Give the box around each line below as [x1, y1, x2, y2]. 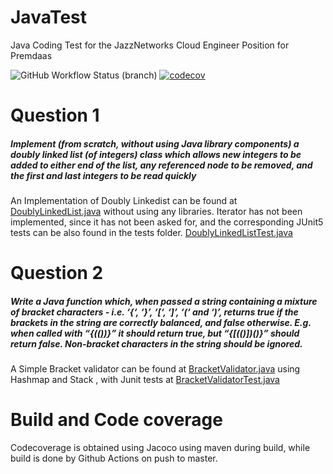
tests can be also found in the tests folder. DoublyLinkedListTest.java [10, 227, 293, 239]
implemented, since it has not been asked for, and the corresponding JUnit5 [10, 216, 324, 228]
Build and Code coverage [10, 409, 223, 431]
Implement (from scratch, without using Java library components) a [10, 137, 300, 150]
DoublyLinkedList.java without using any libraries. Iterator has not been [10, 206, 303, 218]
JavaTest [10, 6, 88, 29]
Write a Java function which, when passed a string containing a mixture [10, 295, 318, 307]
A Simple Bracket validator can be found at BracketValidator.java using [10, 363, 301, 375]
